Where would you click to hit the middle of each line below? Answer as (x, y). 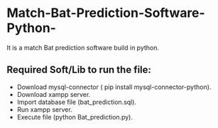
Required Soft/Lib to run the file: (79, 70)
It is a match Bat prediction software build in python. (83, 47)
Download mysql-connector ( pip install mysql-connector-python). (114, 87)
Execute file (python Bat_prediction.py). (75, 117)
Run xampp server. (44, 109)
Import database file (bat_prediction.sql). (76, 102)
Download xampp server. (54, 94)
